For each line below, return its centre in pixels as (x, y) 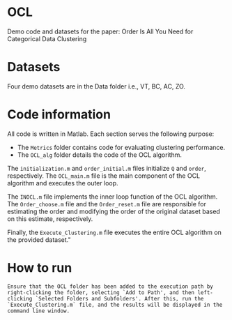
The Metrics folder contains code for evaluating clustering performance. (121, 147)
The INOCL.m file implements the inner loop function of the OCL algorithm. (113, 197)
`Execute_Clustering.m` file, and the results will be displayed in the (115, 305)
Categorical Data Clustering (47, 38)
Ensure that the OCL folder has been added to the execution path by (110, 287)
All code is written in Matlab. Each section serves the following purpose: (111, 134)
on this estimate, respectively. (50, 219)
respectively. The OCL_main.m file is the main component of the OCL (104, 176)
